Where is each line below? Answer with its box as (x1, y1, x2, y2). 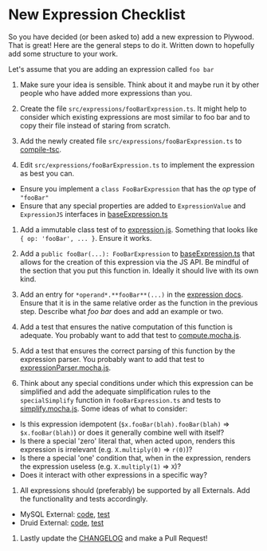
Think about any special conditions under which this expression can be (19, 378, 253, 388)
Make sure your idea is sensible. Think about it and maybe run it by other (19, 80, 260, 89)
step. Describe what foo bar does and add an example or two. (19, 306, 224, 316)
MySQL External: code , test (19, 509, 110, 519)
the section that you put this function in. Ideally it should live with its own (19, 266, 259, 275)
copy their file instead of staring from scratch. (19, 120, 171, 130)
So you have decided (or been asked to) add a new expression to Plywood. (8, 32, 255, 41)
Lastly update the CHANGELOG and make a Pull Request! (19, 533, 208, 543)
